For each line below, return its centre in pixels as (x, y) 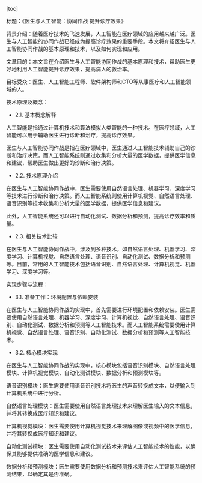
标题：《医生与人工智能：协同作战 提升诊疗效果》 (66, 21)
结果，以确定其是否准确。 (43, 474)
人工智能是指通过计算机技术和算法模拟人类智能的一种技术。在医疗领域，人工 (101, 127)
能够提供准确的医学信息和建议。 (56, 454)
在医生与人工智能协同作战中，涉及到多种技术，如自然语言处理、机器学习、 (98, 249)
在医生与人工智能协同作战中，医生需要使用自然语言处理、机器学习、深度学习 (101, 188)
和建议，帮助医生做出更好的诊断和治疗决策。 (62, 163)
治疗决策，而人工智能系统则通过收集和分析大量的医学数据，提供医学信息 (106, 155)
